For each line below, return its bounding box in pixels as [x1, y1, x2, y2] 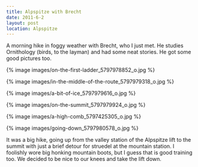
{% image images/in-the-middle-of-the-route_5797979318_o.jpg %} [6, 78, 175, 85]
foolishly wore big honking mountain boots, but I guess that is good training [6, 149, 193, 156]
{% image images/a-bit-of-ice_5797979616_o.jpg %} [6, 90, 136, 97]
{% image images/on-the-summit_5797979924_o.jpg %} [6, 102, 146, 109]
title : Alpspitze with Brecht [6, 8, 82, 15]
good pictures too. [6, 55, 52, 62]
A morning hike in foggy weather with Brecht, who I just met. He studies [6, 42, 184, 49]
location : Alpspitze [6, 25, 58, 32]
